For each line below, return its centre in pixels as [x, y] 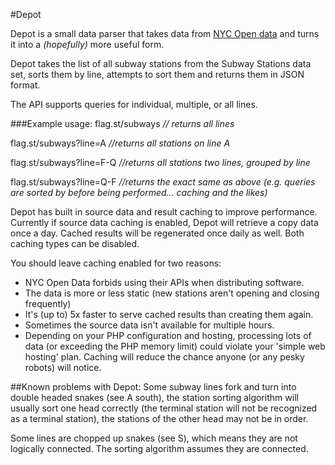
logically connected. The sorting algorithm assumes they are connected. [159, 448]
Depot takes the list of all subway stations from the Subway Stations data [161, 63]
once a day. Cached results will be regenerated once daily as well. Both [157, 233]
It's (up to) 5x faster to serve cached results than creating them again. [169, 314]
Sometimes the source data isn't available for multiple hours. [149, 325]
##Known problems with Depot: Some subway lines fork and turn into [153, 387]
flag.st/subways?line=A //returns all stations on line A [120, 143]
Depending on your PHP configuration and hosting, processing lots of [168, 335]
